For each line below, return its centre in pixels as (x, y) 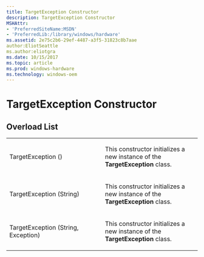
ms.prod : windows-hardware (40, 69)
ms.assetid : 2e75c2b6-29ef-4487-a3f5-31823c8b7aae (72, 40)
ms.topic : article (29, 63)
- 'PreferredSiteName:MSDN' (42, 29)
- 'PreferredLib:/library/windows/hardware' (63, 35)
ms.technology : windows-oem (42, 74)
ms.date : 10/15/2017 (32, 57)
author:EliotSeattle (32, 46)
